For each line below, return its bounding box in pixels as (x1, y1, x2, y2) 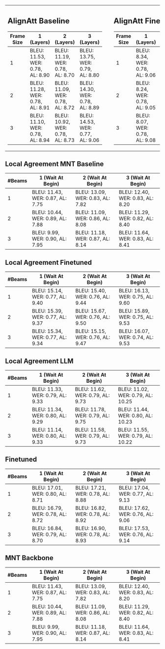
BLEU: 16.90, (75, 525, 107, 532)
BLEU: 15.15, (75, 328, 107, 335)
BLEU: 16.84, (31, 525, 63, 532)
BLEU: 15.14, (31, 287, 63, 294)
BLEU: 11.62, (75, 386, 106, 393)
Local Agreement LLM (5, 357, 74, 365)
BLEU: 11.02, (118, 386, 149, 393)
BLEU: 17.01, (31, 484, 63, 491)
